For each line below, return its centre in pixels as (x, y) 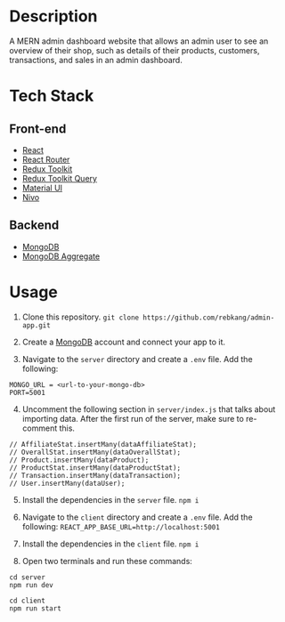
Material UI (42, 188)
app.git (36, 325)
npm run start (36, 608)
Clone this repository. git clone (81, 317)
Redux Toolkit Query (60, 178)
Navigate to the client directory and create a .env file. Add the (137, 517)
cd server (28, 577)
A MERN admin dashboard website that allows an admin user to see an (139, 41)
